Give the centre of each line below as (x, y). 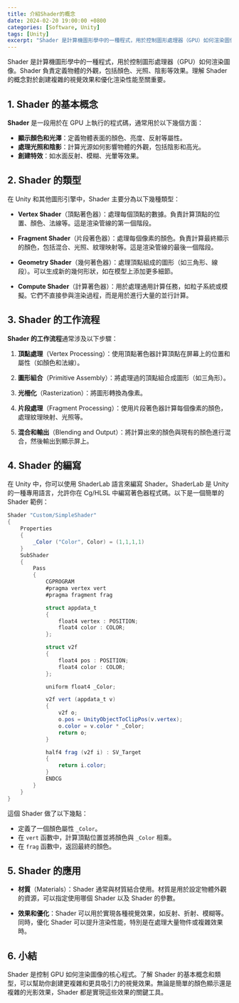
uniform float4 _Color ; (80, 687)
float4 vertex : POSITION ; (98, 621)
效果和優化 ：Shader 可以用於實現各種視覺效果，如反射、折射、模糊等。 (122, 913)
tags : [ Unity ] (28, 34)
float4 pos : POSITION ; (94, 661)
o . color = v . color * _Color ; (101, 726)
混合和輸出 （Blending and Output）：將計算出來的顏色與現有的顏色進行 (121, 432)
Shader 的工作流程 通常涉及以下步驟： (63, 338)
